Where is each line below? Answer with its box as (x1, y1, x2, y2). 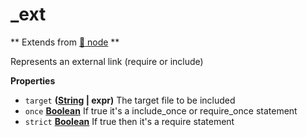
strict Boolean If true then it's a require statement (24, 115, 235, 127)
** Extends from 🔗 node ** (10, 36, 120, 48)
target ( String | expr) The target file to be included (24, 94, 236, 106)
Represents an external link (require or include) (10, 55, 204, 67)
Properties (10, 74, 56, 87)
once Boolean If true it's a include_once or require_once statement (24, 104, 298, 117)
